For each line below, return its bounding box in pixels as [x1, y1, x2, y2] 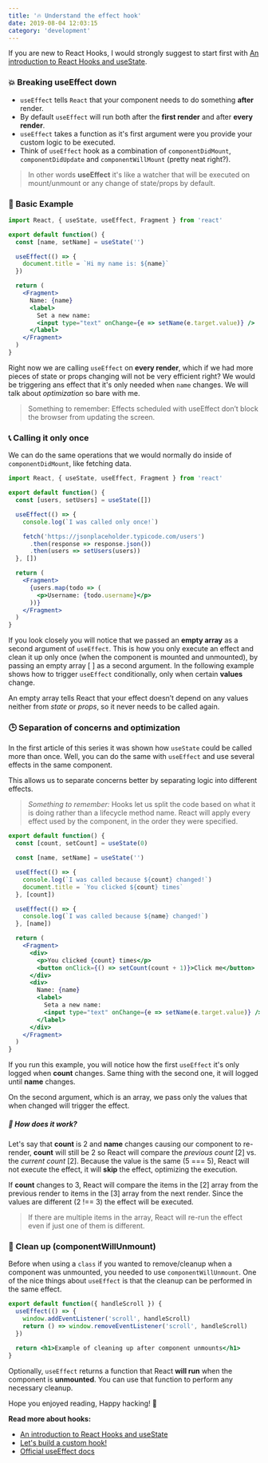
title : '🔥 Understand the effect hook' [8, 11, 142, 20]
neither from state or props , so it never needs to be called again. [8, 702, 220, 711]
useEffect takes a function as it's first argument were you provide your [19, 129, 253, 138]
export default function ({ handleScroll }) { [8, 1300, 162, 1308]
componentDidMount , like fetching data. [8, 459, 132, 469]
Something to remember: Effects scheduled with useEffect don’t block [27, 404, 259, 413]
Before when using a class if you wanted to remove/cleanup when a [8, 1259, 233, 1269]
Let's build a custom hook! [19, 1437, 108, 1447]
